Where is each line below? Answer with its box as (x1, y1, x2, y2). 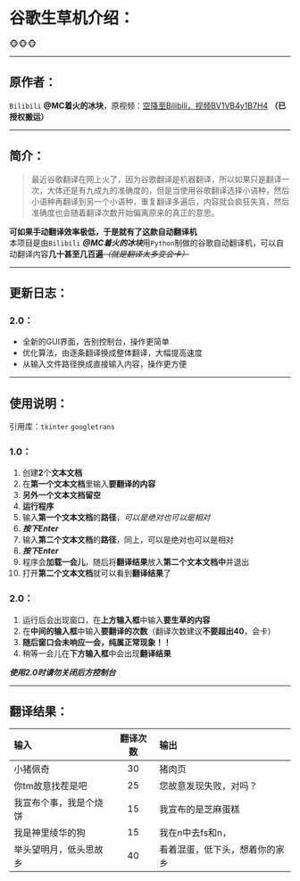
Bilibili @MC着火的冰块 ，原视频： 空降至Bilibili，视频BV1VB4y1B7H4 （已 (9, 100, 287, 111)
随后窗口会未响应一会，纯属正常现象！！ (21, 636, 171, 647)
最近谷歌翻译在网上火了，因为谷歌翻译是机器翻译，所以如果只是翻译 (30, 173, 282, 184)
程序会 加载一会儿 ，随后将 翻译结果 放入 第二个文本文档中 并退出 (21, 557, 250, 568)
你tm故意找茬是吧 (13, 780, 87, 793)
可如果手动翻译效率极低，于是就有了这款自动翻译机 (9, 226, 197, 237)
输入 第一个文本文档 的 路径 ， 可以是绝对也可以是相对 (21, 512, 211, 523)
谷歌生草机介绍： (9, 8, 136, 29)
